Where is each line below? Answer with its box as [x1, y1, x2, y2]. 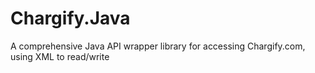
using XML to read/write [10, 50, 110, 62]
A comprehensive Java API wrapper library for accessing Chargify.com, [10, 40, 306, 52]
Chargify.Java [10, 7, 131, 30]
